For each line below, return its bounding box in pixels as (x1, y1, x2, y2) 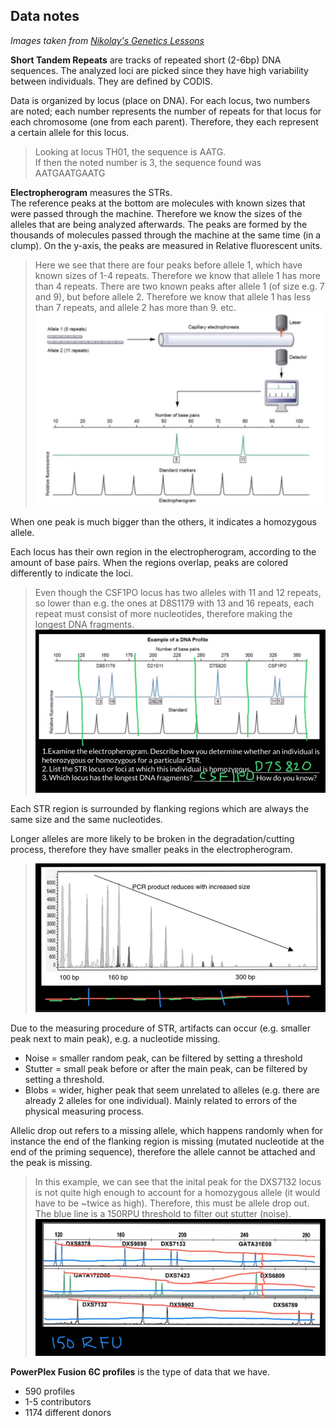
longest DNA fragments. (34, 618, 135, 630)
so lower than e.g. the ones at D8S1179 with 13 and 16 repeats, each (34, 597, 315, 609)
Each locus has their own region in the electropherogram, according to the (10, 545, 317, 558)
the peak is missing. (10, 1157, 93, 1169)
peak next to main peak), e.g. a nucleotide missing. (10, 1033, 221, 1045)
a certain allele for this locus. (10, 126, 130, 138)
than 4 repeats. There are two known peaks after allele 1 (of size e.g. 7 (34, 280, 325, 292)
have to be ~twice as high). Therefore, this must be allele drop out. (34, 1197, 310, 1209)
